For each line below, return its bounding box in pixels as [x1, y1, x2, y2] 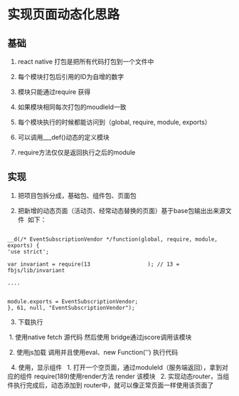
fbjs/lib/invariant [7, 266, 65, 274]
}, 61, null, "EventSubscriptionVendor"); [7, 304, 135, 311]
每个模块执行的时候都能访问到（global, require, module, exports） [17, 118, 211, 126]
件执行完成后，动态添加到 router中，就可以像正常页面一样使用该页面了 [7, 380, 214, 389]
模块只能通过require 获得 [17, 88, 91, 96]
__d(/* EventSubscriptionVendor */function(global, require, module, [7, 236, 218, 243]
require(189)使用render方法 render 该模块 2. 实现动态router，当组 [33, 372, 230, 380]
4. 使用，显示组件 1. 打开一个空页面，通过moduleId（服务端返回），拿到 [10, 363, 223, 371]
